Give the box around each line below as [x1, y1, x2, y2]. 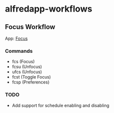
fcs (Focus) [12, 59, 35, 65]
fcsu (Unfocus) [12, 64, 42, 70]
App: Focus [5, 35, 28, 41]
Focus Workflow [5, 23, 56, 31]
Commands [5, 48, 33, 54]
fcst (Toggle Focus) [12, 74, 51, 80]
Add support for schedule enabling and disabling [12, 102, 110, 108]
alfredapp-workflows [5, 3, 93, 15]
